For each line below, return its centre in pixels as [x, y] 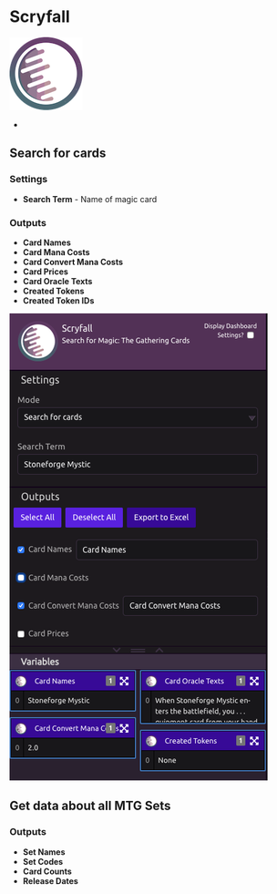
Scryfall [40, 17]
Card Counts [47, 871]
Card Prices [45, 272]
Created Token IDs [58, 300]
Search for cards [58, 154]
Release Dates [51, 880]
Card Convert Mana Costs [73, 262]
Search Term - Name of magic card [90, 199]
